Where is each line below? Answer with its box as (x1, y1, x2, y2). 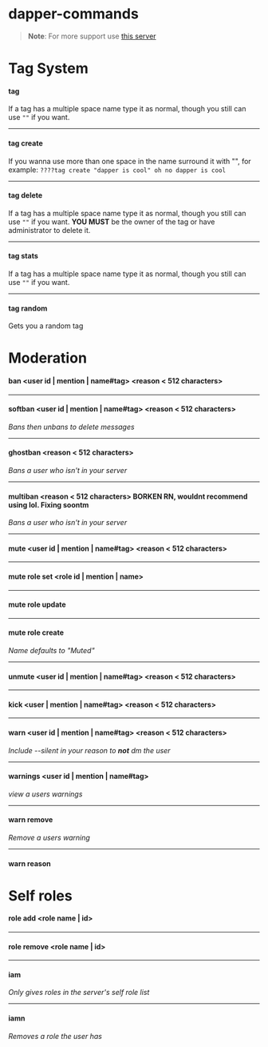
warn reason (8, 858, 51, 868)
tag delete (8, 191, 43, 200)
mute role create (8, 628, 65, 637)
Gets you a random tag (8, 321, 84, 331)
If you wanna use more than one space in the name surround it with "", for (8, 156, 251, 166)
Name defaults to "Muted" (8, 645, 95, 655)
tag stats (8, 251, 38, 261)
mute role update (8, 600, 66, 609)
